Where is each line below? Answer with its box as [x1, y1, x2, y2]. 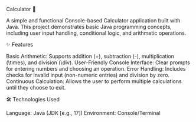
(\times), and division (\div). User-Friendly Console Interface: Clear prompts [6, 59, 191, 66]
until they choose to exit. [6, 84, 66, 91]
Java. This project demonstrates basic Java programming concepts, [6, 24, 172, 30]
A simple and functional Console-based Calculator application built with [6, 17, 181, 24]
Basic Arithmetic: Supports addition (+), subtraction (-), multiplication [6, 53, 175, 60]
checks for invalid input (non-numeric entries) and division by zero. [6, 71, 170, 78]
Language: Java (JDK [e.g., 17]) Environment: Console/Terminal [6, 110, 161, 116]
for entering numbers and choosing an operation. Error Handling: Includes [6, 65, 186, 72]
